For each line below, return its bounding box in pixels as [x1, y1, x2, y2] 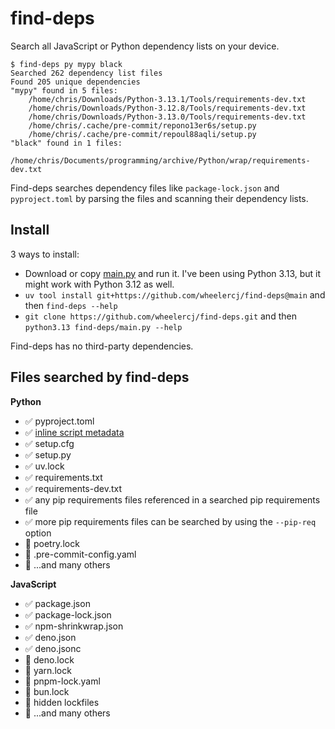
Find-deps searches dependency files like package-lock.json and [10, 182, 280, 194]
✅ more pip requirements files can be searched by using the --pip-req [24, 515, 317, 527]
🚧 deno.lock [24, 653, 75, 666]
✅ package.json [24, 597, 91, 609]
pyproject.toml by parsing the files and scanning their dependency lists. [10, 192, 309, 204]
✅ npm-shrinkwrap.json [24, 620, 124, 632]
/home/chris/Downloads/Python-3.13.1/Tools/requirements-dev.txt [28, 94, 307, 104]
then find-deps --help [24, 299, 118, 311]
